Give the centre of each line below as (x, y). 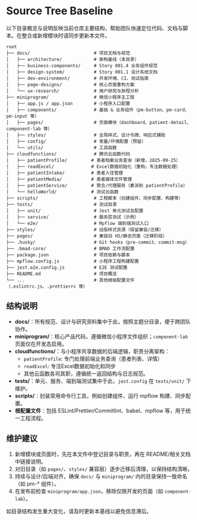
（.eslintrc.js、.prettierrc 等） (47, 286)
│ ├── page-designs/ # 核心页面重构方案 (70, 84)
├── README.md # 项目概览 (62, 274)
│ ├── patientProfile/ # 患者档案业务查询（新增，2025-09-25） (93, 160)
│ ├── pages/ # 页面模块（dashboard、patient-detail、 (99, 122)
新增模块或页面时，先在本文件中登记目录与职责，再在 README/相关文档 (103, 454)
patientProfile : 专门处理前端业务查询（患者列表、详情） (93, 359)
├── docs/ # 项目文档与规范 (68, 53)
